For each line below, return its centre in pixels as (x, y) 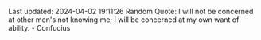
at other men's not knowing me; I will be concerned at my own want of (124, 20)
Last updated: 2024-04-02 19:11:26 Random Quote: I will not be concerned (131, 11)
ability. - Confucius (39, 28)
